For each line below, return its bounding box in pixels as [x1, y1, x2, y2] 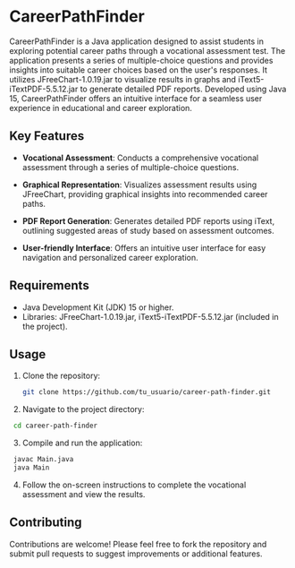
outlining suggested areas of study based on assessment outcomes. [21, 225, 274, 236]
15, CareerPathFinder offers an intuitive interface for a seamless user [9, 92, 263, 104]
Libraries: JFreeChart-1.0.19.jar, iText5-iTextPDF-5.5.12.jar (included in [21, 311, 279, 322]
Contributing [9, 515, 82, 530]
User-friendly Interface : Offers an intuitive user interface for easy [21, 242, 266, 253]
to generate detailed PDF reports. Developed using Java [80, 83, 287, 94]
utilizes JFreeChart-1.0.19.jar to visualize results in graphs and [9, 73, 237, 84]
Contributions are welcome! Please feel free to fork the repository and [9, 538, 267, 549]
